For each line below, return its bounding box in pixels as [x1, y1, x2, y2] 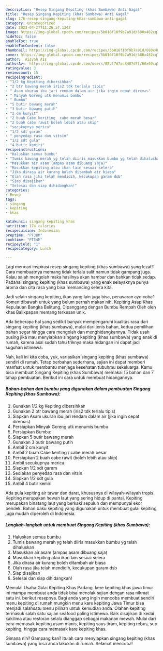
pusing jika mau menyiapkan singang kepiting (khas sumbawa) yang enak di [5, 334, 157, 340]
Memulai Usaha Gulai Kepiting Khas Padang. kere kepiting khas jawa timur [5, 585, 154, 591]
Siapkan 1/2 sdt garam [12, 465, 58, 471]
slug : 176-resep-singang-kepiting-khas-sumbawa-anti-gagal [5, 16, 127, 21]
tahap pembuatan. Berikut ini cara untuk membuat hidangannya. [5, 375, 133, 380]
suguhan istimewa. [5, 344, 43, 350]
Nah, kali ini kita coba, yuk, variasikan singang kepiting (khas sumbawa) [5, 354, 149, 360]
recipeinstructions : [5, 147, 47, 152]
